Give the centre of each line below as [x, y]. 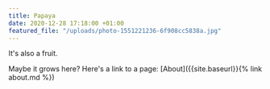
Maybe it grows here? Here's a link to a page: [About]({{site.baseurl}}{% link [135, 69]
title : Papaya [32, 16]
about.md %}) [31, 78]
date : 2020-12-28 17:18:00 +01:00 [66, 23]
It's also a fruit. [33, 54]
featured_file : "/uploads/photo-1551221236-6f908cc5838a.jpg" [115, 30]
